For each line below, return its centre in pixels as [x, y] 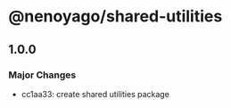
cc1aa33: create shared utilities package [95, 94]
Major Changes [42, 75]
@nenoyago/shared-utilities [115, 17]
